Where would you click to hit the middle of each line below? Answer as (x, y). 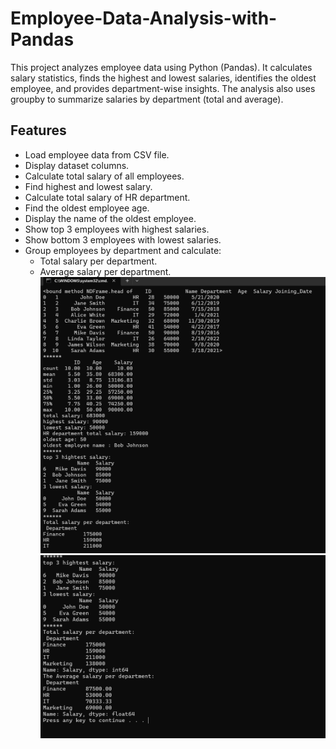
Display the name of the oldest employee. (110, 218)
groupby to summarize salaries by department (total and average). (147, 99)
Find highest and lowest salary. (88, 186)
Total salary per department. (98, 261)
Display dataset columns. (77, 165)
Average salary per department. (105, 271)
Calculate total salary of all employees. (104, 176)
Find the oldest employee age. (87, 208)
